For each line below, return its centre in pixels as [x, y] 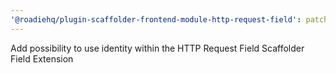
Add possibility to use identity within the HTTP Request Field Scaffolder [157, 48]
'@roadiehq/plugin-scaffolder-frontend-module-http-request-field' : [156, 19]
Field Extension [42, 58]
